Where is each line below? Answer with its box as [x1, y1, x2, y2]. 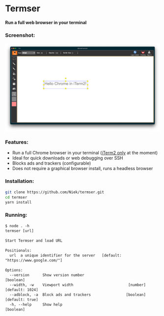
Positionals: [5, 248, 32, 253]
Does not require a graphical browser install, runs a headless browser [12, 166, 153, 172]
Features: [5, 139, 28, 145]
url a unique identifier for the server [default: [9, 253, 122, 258]
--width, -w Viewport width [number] [9, 282, 146, 287]
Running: [5, 212, 27, 219]
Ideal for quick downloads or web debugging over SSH [12, 155, 123, 161]
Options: [5, 267, 23, 273]
